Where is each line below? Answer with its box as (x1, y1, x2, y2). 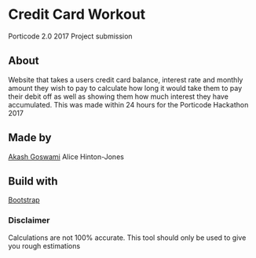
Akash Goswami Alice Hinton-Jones (8, 151, 124, 162)
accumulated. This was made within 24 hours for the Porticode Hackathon (8, 100, 249, 109)
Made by (8, 131, 52, 144)
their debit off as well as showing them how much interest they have (8, 92, 229, 101)
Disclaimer (8, 215, 50, 226)
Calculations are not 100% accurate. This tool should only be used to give (8, 233, 247, 242)
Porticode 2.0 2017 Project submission (8, 31, 133, 41)
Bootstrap (8, 195, 41, 205)
